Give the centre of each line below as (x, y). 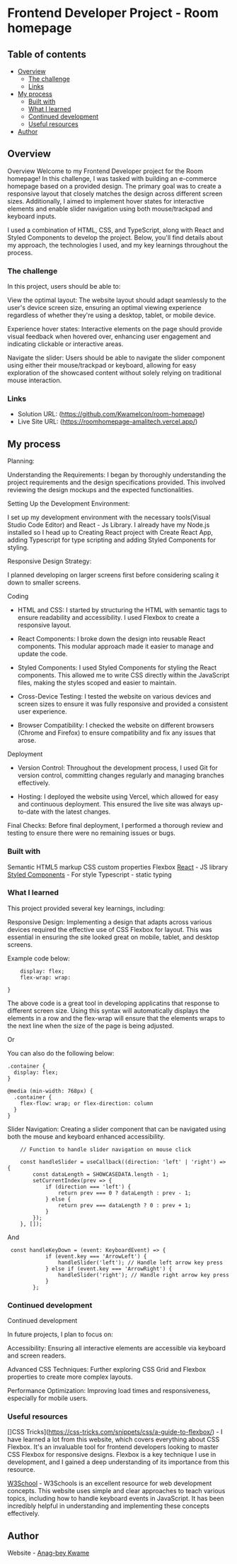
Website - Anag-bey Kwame (48, 1553)
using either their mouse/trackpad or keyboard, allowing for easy (102, 365)
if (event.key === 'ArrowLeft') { (96, 1256)
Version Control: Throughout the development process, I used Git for (117, 768)
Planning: (21, 461)
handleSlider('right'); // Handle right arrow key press (144, 1275)
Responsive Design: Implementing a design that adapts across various (110, 922)
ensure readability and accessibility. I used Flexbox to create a (108, 618)
